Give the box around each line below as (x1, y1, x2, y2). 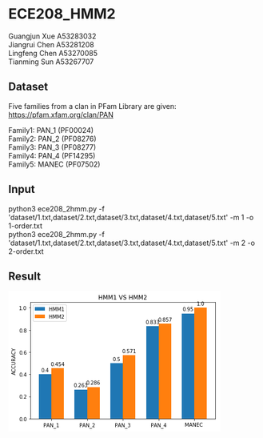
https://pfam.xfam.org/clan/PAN (8, 110, 114, 119)
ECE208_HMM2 (8, 5, 116, 23)
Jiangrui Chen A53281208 (8, 39, 94, 49)
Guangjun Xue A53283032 (8, 31, 97, 41)
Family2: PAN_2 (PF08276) (8, 134, 98, 143)
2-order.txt (8, 246, 44, 256)
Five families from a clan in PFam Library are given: (8, 101, 177, 111)
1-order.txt (8, 221, 42, 231)
